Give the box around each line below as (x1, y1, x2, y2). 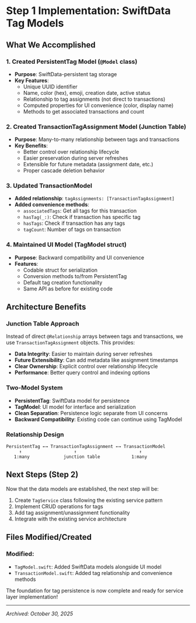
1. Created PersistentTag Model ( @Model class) (6, 57, 138, 66)
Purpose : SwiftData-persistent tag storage (14, 70, 117, 77)
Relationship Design (6, 430, 64, 439)
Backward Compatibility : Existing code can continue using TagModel (14, 416, 183, 423)
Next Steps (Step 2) (6, 470, 79, 480)
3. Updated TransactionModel (6, 182, 92, 190)
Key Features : (14, 77, 49, 84)
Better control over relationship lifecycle (23, 148, 120, 156)
